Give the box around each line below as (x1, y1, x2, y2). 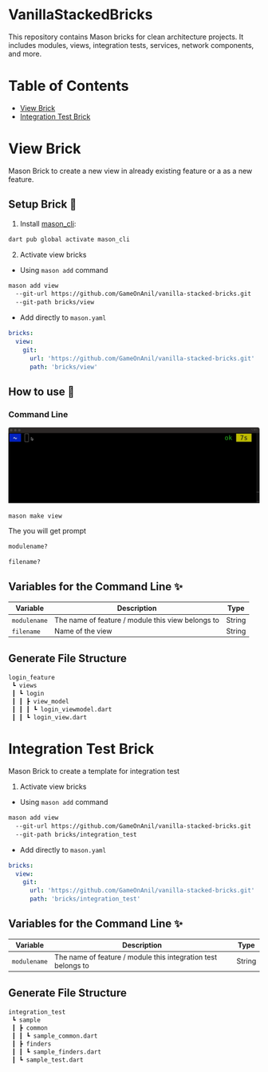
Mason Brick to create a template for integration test (8, 767, 180, 776)
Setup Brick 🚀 (8, 198, 77, 211)
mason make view (8, 512, 62, 520)
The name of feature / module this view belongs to (54, 615, 220, 625)
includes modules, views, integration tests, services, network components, (8, 40, 254, 49)
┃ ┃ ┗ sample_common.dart (11, 1031, 98, 1040)
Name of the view (54, 626, 112, 636)
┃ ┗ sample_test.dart (11, 1055, 84, 1064)
